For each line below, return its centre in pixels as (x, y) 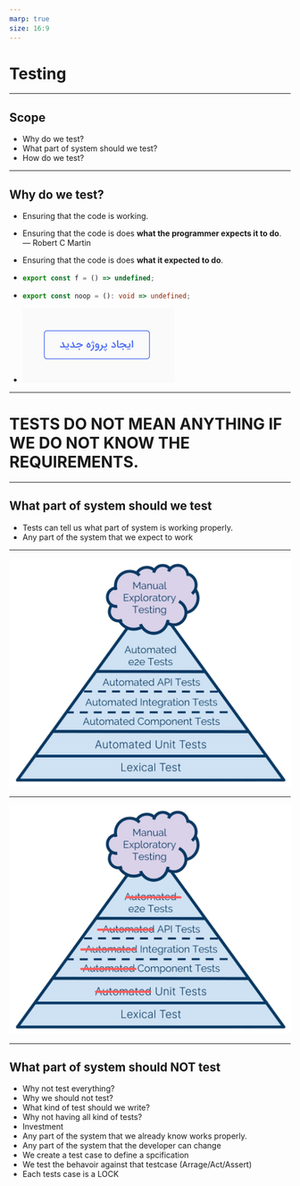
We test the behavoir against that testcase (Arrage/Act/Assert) (137, 1165)
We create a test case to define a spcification (105, 1155)
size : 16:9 (29, 28)
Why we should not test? (67, 1098)
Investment (43, 1127)
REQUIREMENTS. (74, 462)
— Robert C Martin (57, 243)
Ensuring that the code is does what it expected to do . (123, 260)
